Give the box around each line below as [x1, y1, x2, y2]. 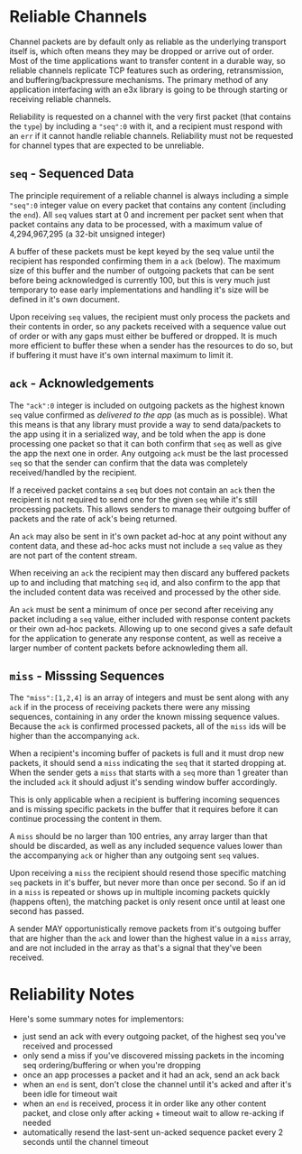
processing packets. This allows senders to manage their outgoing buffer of [9, 503, 291, 514]
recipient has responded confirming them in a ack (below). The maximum [9, 255, 281, 266]
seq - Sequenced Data [9, 166, 134, 181]
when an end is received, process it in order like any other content [22, 1098, 267, 1109]
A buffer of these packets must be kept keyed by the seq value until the [9, 245, 275, 256]
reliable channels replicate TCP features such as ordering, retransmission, [9, 65, 284, 76]
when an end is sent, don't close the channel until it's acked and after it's [22, 1079, 292, 1090]
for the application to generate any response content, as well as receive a [9, 632, 282, 643]
